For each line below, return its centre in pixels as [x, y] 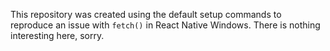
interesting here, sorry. [57, 35]
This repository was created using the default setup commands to [146, 14]
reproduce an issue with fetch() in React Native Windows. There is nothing [165, 25]
